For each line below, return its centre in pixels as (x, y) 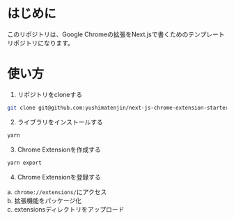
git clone (22, 108)
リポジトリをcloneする (50, 94)
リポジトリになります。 (41, 43)
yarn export (24, 163)
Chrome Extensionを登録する (59, 177)
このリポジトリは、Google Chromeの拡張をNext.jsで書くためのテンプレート (116, 34)
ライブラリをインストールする (60, 122)
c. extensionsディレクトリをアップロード (66, 209)
